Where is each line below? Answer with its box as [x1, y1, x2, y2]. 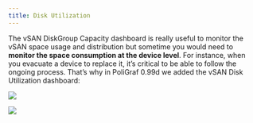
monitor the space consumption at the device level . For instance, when [8, 50, 246, 60]
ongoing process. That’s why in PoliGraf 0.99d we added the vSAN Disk [8, 67, 243, 76]
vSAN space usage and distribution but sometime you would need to [8, 41, 233, 52]
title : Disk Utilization [8, 11, 91, 20]
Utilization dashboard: [8, 75, 81, 85]
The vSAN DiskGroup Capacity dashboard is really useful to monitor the [8, 33, 244, 43]
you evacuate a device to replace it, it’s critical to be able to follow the [8, 59, 237, 68]
